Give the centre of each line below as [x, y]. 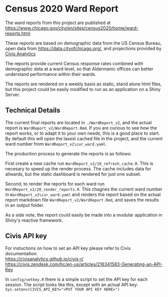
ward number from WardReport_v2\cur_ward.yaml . [56, 144]
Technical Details [33, 110]
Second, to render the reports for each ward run [55, 183]
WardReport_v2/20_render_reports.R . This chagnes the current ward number [84, 189]
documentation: [22, 253]
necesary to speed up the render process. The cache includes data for [78, 168]
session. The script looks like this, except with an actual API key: [72, 284]
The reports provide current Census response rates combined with [74, 63]
